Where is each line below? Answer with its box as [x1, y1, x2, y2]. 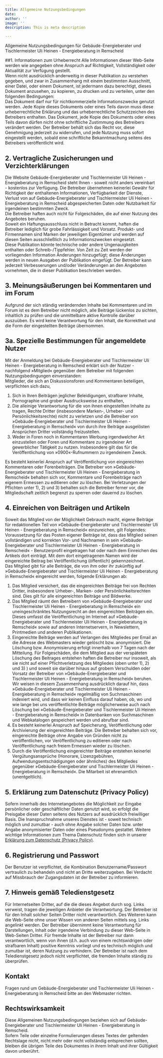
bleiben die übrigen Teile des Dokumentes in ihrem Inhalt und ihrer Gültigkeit [5, 1043, 158, 1049]
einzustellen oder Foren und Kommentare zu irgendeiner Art [12, 439, 132, 445]
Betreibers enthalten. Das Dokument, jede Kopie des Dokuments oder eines [5, 114, 156, 120]
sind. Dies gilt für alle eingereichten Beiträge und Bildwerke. [12, 593, 132, 599]
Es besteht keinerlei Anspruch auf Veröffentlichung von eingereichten [5, 459, 144, 465]
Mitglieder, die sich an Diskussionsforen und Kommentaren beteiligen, [5, 378, 145, 384]
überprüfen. [5, 958, 29, 964]
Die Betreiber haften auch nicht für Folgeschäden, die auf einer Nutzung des [5, 210, 158, 216]
